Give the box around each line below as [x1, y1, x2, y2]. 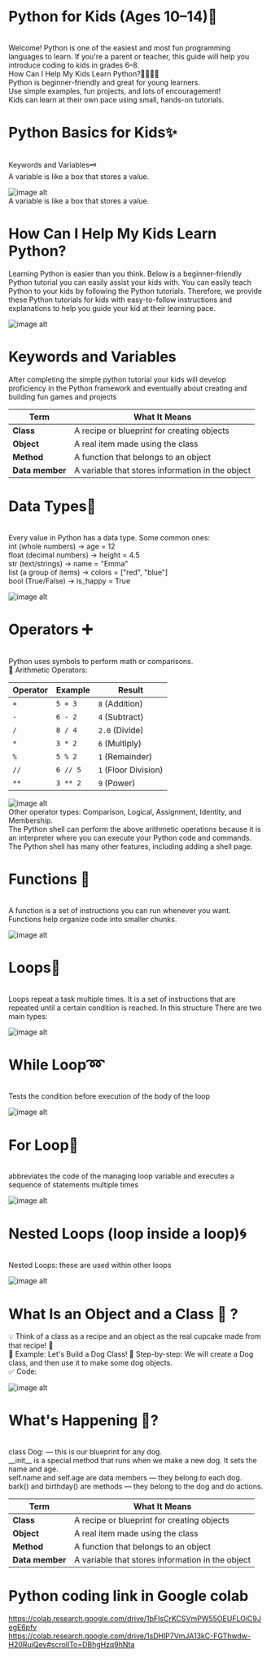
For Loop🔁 [8, 1135, 79, 1154]
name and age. [8, 1464, 59, 1474]
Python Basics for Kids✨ [8, 124, 177, 142]
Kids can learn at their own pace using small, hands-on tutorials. [8, 94, 225, 104]
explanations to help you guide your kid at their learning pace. [8, 303, 216, 313]
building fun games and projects [8, 391, 117, 401]
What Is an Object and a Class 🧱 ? [8, 1305, 238, 1323]
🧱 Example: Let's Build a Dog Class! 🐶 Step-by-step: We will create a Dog [8, 1349, 254, 1359]
